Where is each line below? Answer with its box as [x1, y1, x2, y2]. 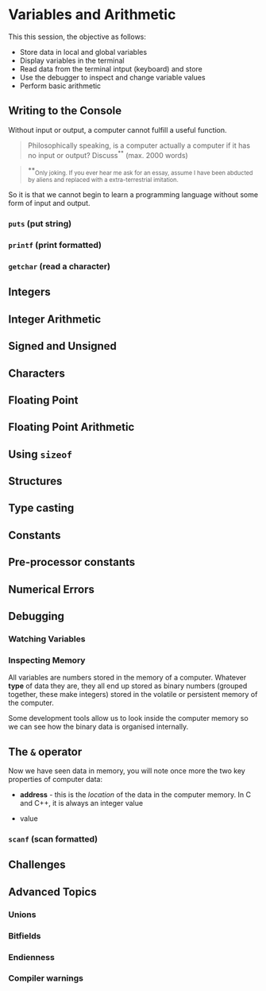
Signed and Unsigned [8, 339, 117, 353]
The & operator [8, 745, 83, 758]
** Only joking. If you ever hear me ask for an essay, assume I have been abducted [27, 165, 253, 177]
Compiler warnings [8, 973, 83, 984]
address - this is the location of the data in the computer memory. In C [19, 790, 252, 799]
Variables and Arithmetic [8, 6, 176, 24]
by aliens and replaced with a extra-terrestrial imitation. [27, 176, 179, 184]
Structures [8, 474, 63, 488]
